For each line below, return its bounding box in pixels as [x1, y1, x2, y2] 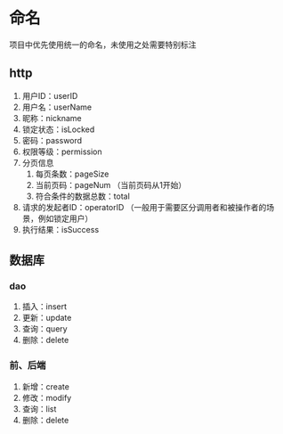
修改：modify [21, 392, 72, 403]
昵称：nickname [21, 112, 82, 123]
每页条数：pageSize [35, 168, 109, 179]
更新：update [21, 313, 72, 323]
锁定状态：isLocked [21, 124, 95, 135]
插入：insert [21, 301, 68, 312]
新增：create [21, 381, 69, 392]
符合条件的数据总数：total [35, 191, 131, 201]
